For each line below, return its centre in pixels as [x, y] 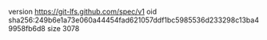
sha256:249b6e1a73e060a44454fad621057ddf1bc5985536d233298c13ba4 [134, 20]
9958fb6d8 [27, 28]
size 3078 [63, 28]
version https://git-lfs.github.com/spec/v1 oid [83, 12]
